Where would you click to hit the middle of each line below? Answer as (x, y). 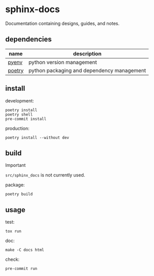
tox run (13, 231)
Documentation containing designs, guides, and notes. (62, 23)
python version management (63, 62)
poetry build (19, 194)
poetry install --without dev (37, 137)
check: (12, 259)
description (87, 53)
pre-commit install (26, 119)
